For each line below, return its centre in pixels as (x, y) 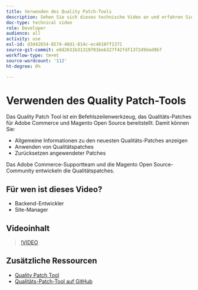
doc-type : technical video (39, 22)
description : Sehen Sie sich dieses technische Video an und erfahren (95, 17)
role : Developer (26, 28)
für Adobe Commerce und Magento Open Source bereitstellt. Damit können (98, 123)
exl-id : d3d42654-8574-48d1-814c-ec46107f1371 (64, 45)
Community (20, 171)
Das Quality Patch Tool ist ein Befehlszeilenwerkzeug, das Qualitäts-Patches (99, 117)
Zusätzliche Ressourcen (52, 261)
